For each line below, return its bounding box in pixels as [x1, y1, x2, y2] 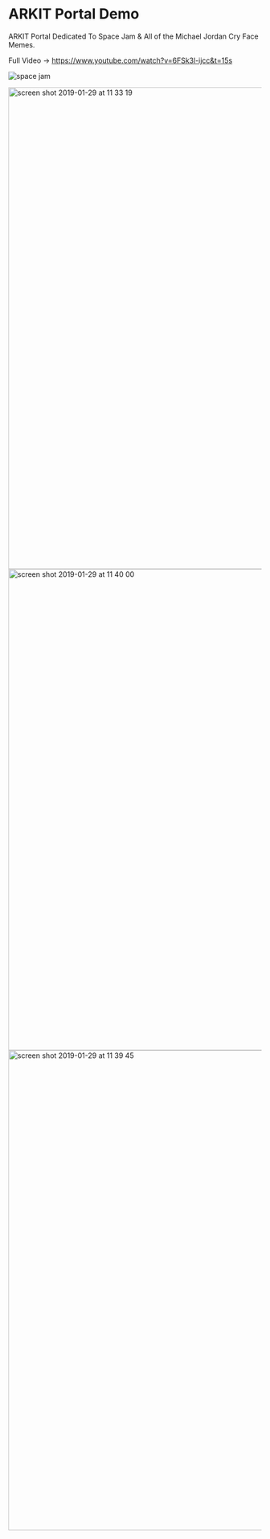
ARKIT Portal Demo [8, 5, 140, 23]
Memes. [8, 39, 35, 49]
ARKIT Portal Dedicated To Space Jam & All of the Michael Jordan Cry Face [8, 31, 259, 41]
